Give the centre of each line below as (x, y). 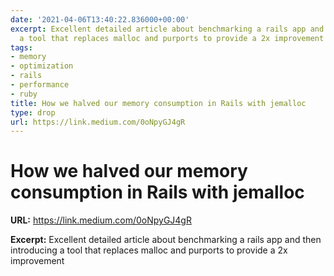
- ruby (24, 94)
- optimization (42, 66)
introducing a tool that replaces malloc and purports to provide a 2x (149, 250)
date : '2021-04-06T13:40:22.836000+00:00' (100, 19)
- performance (40, 85)
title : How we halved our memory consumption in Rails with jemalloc (158, 103)
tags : (21, 47)
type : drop (33, 112)
